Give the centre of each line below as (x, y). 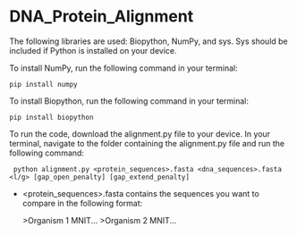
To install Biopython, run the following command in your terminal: (129, 101)
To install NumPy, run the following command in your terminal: (124, 68)
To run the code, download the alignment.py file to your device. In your (140, 134)
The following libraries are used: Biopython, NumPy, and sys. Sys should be (148, 41)
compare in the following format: (82, 203)
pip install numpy (43, 84)
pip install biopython (51, 117)
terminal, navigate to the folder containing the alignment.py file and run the (147, 143)
